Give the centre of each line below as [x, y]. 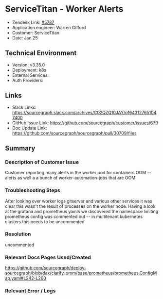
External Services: [30, 75]
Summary [20, 148]
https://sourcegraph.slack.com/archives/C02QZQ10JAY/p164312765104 [84, 112]
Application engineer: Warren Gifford [49, 27]
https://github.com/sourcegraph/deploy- [46, 268]
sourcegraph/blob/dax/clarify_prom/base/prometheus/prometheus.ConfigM [81, 273]
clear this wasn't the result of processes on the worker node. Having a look [80, 206]
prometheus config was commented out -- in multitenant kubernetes [74, 216]
